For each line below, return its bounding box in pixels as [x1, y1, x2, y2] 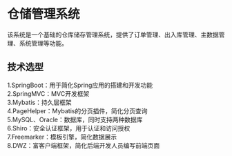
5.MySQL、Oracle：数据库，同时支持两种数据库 [7, 115, 143, 124]
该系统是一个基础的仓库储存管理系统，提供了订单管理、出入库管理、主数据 [7, 30, 219, 39]
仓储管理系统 [7, 6, 81, 22]
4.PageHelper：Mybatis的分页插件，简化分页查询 [7, 106, 148, 115]
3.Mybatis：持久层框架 [7, 98, 72, 106]
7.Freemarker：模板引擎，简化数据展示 [7, 133, 117, 141]
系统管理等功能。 [19, 39, 68, 47]
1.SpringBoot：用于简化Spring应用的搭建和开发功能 [7, 81, 153, 89]
